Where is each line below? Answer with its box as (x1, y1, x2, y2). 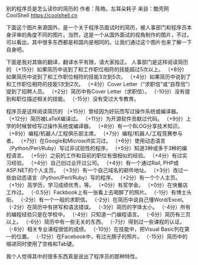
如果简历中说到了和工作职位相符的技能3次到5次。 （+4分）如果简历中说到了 (6, 73, 192, 80)
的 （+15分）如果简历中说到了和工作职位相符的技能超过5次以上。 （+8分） (6, 66, 187, 72)
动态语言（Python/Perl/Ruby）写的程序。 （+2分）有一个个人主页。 (16, 174, 181, 181)
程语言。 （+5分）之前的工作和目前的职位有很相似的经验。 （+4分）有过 (6, 152, 183, 159)
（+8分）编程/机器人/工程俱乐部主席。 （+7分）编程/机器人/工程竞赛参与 (6, 130, 183, 137)
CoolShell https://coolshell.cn (6, 12, 78, 19)
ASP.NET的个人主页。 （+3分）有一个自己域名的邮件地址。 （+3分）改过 (6, 167, 184, 174)
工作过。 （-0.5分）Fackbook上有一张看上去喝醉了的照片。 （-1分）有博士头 (6, 189, 192, 196)
